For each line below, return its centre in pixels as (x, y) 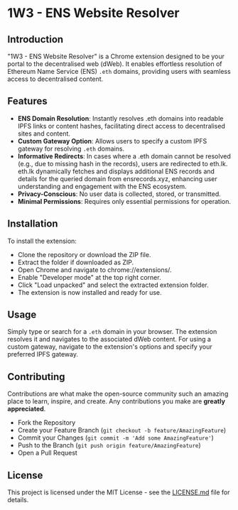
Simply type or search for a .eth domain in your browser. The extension (112, 332)
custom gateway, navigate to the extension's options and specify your (110, 347)
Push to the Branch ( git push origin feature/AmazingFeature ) (109, 445)
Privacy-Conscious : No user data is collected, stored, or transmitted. (119, 194)
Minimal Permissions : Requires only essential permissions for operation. (124, 201)
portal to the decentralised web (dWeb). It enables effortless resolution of (115, 64)
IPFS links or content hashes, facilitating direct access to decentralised (121, 126)
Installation (33, 224)
